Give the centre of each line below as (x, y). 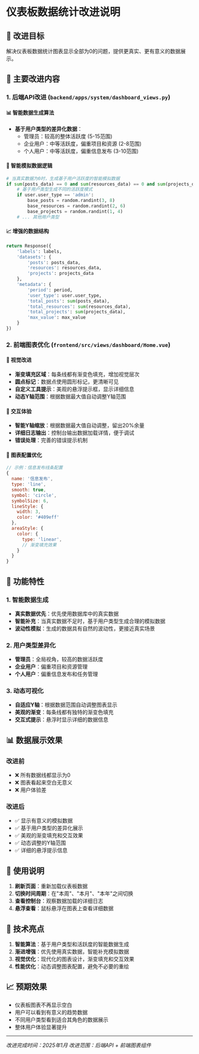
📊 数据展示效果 (35, 740)
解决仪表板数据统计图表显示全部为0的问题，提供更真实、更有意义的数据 (93, 51)
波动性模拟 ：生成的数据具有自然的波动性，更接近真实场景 (85, 628)
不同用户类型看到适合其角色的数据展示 (61, 1020)
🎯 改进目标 (25, 36)
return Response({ (29, 246)
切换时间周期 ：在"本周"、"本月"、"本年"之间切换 (74, 894)
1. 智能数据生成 (28, 600)
